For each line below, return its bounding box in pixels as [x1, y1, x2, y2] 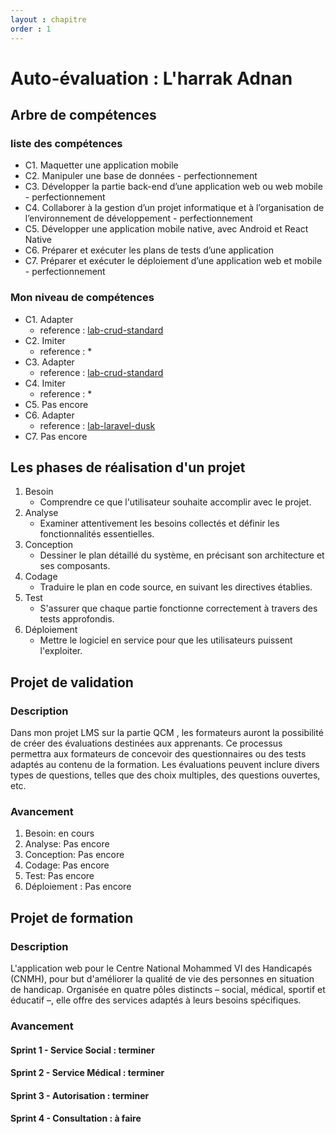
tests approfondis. [39, 613, 115, 625]
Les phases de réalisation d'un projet [10, 459, 246, 476]
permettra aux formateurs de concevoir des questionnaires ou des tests [10, 748, 307, 760]
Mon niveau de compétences [10, 291, 155, 305]
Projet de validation [10, 674, 134, 691]
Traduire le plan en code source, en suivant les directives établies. [39, 581, 313, 593]
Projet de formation [10, 909, 134, 926]
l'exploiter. [39, 645, 83, 657]
